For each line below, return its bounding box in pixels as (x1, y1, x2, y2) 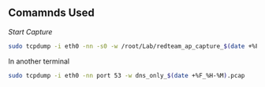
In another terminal (8, 56, 69, 66)
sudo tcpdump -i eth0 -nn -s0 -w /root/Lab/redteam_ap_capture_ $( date (8, 42, 245, 50)
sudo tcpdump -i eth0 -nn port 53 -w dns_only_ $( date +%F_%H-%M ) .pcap (8, 71, 245, 79)
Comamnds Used (8, 6, 95, 20)
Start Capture (8, 27, 53, 36)
